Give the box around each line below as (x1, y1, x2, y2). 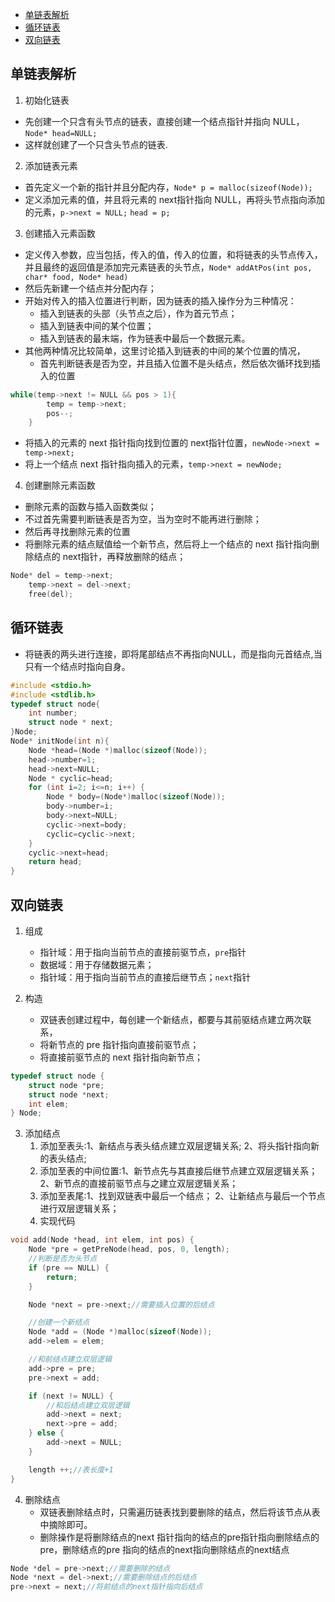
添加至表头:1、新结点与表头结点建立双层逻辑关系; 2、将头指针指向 (39, 1140, 312, 1152)
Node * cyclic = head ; (28, 773, 114, 783)
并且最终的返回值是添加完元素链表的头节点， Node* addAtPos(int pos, (24, 261, 313, 273)
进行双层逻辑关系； (39, 1203, 120, 1215)
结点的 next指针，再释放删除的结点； (33, 551, 187, 563)
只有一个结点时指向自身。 (24, 660, 131, 672)
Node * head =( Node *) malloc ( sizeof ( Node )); (28, 745, 208, 755)
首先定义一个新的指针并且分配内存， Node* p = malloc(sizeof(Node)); (24, 181, 313, 193)
